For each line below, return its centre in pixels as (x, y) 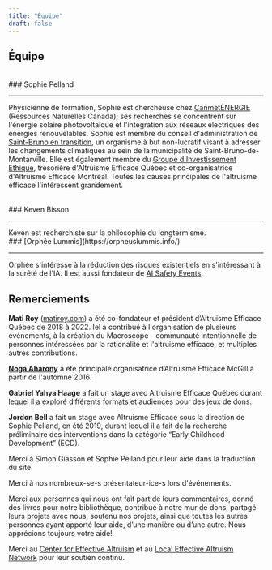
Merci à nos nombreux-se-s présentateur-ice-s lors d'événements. (120, 483)
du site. (21, 468)
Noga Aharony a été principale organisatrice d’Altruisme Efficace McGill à (132, 369)
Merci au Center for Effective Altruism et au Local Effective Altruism (121, 549)
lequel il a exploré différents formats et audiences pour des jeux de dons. (130, 401)
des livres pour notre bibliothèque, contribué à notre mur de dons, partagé (132, 508)
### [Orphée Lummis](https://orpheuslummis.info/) (94, 242)
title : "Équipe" (36, 16)
